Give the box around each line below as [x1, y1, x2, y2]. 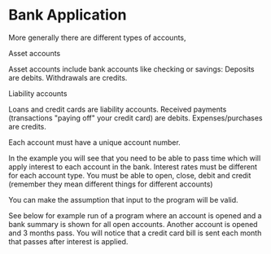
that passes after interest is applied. [8, 236, 129, 246]
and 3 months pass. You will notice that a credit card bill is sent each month [8, 228, 262, 238]
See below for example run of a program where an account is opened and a [8, 210, 262, 221]
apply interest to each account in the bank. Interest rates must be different [8, 161, 258, 172]
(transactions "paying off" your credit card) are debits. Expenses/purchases [8, 112, 263, 123]
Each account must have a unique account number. [8, 137, 181, 147]
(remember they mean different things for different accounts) [8, 179, 213, 189]
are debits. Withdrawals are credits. [8, 72, 128, 82]
